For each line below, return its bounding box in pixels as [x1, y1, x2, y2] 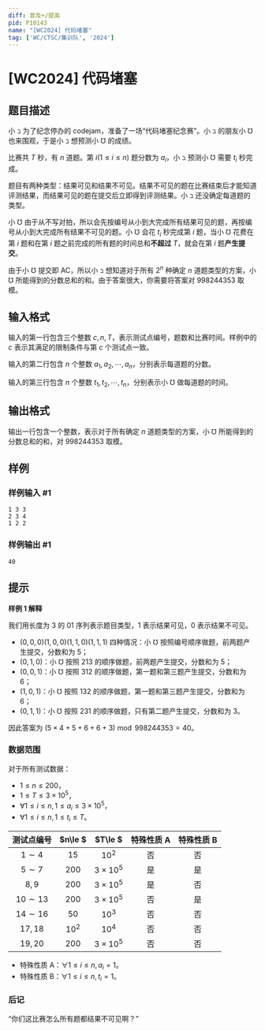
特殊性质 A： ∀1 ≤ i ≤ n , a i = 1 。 [19, 960, 124, 971]
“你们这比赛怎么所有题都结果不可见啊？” [8, 1014, 140, 1023]
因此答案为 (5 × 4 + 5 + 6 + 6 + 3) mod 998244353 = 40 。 [8, 723, 199, 732]
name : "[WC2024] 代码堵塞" [8, 26, 92, 34]
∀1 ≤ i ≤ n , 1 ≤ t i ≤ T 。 [19, 812, 91, 824]
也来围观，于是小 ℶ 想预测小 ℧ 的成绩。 [8, 136, 136, 146]
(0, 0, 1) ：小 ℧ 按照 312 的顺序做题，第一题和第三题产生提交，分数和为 [19, 667, 247, 676]
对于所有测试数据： [8, 764, 71, 773]
